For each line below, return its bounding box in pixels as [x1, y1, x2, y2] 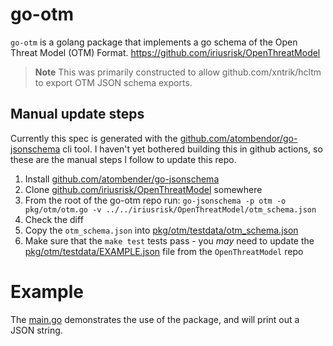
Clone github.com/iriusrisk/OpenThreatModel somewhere [24, 183, 263, 195]
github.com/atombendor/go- [179, 132, 298, 144]
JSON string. [10, 324, 63, 336]
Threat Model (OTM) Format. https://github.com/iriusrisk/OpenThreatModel [10, 46, 321, 58]
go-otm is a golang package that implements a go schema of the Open [10, 36, 298, 48]
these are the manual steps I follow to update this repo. [10, 153, 237, 165]
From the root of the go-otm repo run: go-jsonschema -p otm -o [24, 194, 287, 206]
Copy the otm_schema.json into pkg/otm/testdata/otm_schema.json [24, 224, 299, 236]
